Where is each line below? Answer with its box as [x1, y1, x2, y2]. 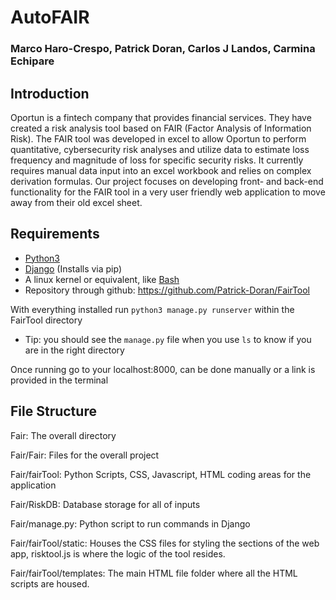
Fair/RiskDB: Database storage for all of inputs [10, 498, 201, 510]
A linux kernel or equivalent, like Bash [24, 273, 180, 285]
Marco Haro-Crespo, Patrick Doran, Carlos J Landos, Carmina [10, 42, 316, 56]
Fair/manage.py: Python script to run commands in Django [10, 517, 251, 530]
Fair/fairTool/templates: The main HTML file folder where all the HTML [10, 567, 298, 579]
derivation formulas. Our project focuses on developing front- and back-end [10, 175, 324, 187]
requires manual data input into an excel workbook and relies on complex [10, 164, 312, 176]
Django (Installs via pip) [24, 262, 123, 275]
